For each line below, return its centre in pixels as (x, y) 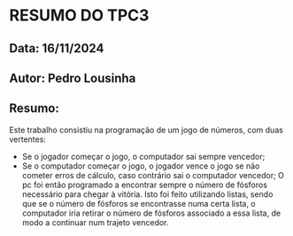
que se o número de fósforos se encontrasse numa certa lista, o (139, 203)
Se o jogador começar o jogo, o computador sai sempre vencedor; (143, 156)
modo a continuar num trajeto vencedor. (95, 222)
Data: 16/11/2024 (57, 48)
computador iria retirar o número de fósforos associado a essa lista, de (151, 213)
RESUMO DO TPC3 (79, 16)
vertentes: (28, 139)
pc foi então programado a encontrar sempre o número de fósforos (145, 185)
